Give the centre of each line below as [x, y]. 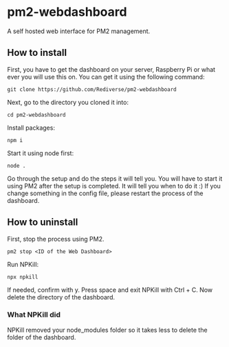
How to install [37, 53]
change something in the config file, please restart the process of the [105, 193]
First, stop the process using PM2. [56, 239]
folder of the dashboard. [42, 337]
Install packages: [31, 128]
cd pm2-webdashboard [37, 115]
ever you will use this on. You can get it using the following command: [106, 77]
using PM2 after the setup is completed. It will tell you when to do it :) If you [114, 186]
